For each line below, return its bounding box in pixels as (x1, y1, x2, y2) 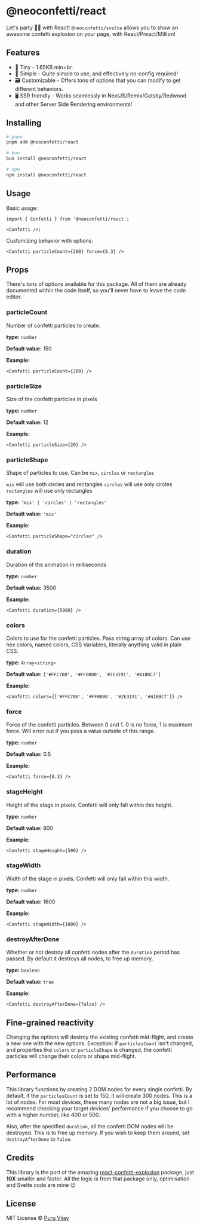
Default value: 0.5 (6, 750, 51, 758)
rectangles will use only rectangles (6, 487, 93, 495)
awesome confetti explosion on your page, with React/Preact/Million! (6, 30, 176, 37)
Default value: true (6, 978, 54, 985)
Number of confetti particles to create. (6, 322, 101, 329)
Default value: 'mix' (6, 510, 57, 518)
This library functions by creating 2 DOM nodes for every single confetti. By (6, 1085, 192, 1092)
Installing (6, 118, 42, 128)
